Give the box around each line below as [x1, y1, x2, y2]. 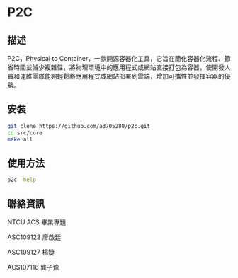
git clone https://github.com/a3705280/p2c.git [7, 122, 151, 129]
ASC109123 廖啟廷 [7, 233, 62, 241]
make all [7, 136, 33, 143]
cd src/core [7, 129, 42, 137]
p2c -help [7, 176, 37, 184]
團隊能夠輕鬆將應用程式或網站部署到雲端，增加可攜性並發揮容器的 [31, 72, 225, 80]
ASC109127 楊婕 [7, 248, 55, 256]
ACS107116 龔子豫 [7, 262, 59, 271]
